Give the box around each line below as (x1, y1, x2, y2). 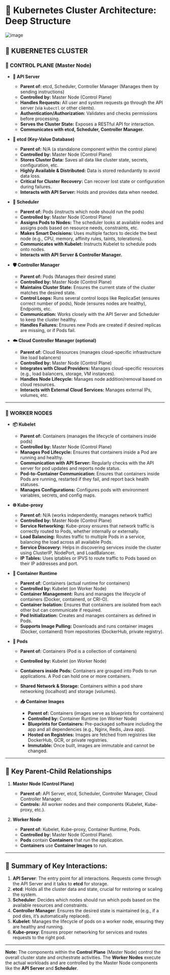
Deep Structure (5, 15, 71, 27)
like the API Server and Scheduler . (5, 965, 78, 971)
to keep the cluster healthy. (20, 316, 77, 322)
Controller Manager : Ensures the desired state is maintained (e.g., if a (12, 907, 159, 913)
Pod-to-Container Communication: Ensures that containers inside (20, 470, 160, 476)
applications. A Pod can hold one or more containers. (20, 673, 132, 679)
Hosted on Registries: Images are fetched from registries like (27, 732, 156, 738)
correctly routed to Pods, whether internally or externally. (20, 528, 140, 534)
